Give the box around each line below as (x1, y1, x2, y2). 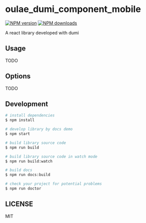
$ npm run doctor (5, 186, 42, 191)
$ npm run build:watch (5, 158, 53, 163)
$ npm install (5, 117, 35, 123)
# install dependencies (5, 113, 55, 118)
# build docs (5, 167, 33, 173)
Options (5, 72, 31, 80)
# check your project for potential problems (5, 181, 102, 186)
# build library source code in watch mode (5, 154, 98, 159)
